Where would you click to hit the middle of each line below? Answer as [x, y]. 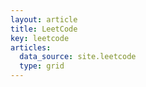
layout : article [44, 19]
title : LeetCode [44, 29]
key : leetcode [40, 38]
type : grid [42, 66]
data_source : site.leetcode [78, 57]
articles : [31, 47]
